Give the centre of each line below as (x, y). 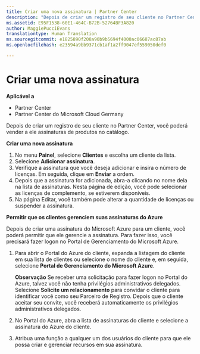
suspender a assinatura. (44, 206)
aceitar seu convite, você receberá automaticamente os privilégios (96, 302)
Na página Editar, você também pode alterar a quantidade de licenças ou (104, 199)
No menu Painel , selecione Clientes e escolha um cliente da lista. (95, 155)
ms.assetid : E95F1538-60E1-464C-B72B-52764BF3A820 (70, 23)
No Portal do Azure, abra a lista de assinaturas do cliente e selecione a (101, 320)
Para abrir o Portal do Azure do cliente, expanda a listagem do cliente (100, 253)
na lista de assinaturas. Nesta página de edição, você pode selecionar (101, 187)
